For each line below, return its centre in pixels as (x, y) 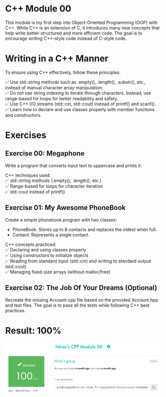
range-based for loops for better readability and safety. (62, 98)
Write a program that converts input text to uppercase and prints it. (74, 166)
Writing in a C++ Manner (57, 59)
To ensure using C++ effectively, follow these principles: (63, 72)
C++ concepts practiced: (31, 244)
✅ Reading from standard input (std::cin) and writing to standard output (78, 261)
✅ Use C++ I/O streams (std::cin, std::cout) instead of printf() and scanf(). (81, 104)
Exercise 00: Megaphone (45, 153)
